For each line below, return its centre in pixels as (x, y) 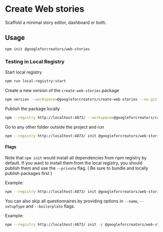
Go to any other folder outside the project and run (55, 127)
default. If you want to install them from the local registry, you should (74, 163)
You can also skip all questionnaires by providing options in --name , (72, 201)
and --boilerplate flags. (50, 206)
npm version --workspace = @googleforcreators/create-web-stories (71, 99)
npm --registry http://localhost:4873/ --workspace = (59, 117)
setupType (15, 206)
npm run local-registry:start (36, 81)
